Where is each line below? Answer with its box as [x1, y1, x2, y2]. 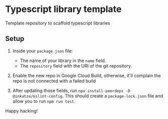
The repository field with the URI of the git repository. [20, 62, 132, 68]
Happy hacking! [5, 107, 38, 113]
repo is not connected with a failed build [12, 77, 96, 83]
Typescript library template [5, 3, 122, 15]
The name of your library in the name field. [20, 57, 107, 63]
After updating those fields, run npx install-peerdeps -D [12, 87, 131, 93]
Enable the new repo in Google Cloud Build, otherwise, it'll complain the [12, 72, 161, 78]
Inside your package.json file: [12, 47, 73, 53]
